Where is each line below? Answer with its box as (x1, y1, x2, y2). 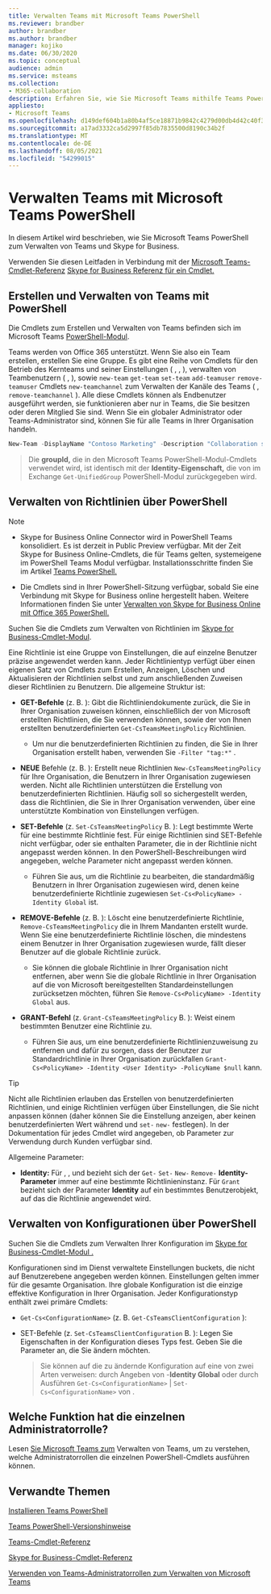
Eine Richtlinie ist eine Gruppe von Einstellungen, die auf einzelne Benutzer (8, 647, 258, 657)
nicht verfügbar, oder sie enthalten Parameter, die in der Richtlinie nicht (19, 838, 257, 848)
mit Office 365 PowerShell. (19, 607, 110, 617)
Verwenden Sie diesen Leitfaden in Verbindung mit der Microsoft (8, 257, 223, 267)
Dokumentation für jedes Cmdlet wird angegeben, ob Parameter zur (8, 1128, 235, 1137)
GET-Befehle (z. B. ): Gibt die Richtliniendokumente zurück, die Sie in (19, 697, 251, 707)
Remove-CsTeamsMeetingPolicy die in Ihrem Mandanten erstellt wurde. (19, 921, 248, 931)
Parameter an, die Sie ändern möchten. (19, 1345, 151, 1355)
